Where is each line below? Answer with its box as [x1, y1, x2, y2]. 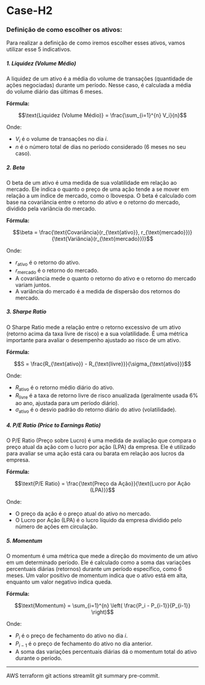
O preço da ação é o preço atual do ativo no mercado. [15, 510, 151, 517]
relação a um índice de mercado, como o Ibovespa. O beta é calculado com [6, 192, 196, 199]
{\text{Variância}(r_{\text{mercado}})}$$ [51, 235, 154, 243]
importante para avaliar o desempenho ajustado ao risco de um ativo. [6, 336, 181, 343]
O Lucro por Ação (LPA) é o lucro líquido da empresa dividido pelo [15, 517, 182, 524]
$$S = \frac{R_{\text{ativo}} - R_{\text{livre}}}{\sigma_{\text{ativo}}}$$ [13, 360, 192, 367]
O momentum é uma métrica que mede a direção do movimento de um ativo [6, 553, 198, 560]
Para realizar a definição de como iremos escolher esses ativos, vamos [6, 39, 185, 46]
